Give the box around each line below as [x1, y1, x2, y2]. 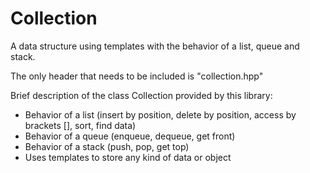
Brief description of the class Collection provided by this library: [10, 89, 273, 101]
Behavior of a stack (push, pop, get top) [24, 140, 190, 152]
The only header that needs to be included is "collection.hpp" [10, 70, 264, 82]
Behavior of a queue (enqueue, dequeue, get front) [24, 130, 236, 142]
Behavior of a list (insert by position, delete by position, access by [24, 108, 297, 121]
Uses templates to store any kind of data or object [24, 151, 232, 163]
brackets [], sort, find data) [24, 119, 137, 131]
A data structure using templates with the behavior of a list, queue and [10, 40, 300, 52]
